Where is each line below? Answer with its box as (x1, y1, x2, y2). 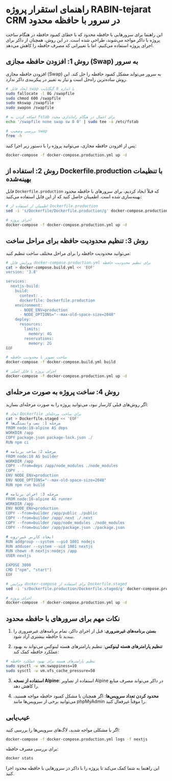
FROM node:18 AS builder (6, 454, 59, 459)
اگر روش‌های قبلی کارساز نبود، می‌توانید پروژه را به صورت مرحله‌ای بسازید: (6, 401, 149, 407)
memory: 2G (28, 341, 52, 346)
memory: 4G (28, 331, 52, 336)
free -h (6, 133, 22, 138)
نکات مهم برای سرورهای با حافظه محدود (6, 614, 120, 623)
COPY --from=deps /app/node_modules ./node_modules (6, 463, 118, 468)
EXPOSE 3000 (6, 563, 31, 568)
